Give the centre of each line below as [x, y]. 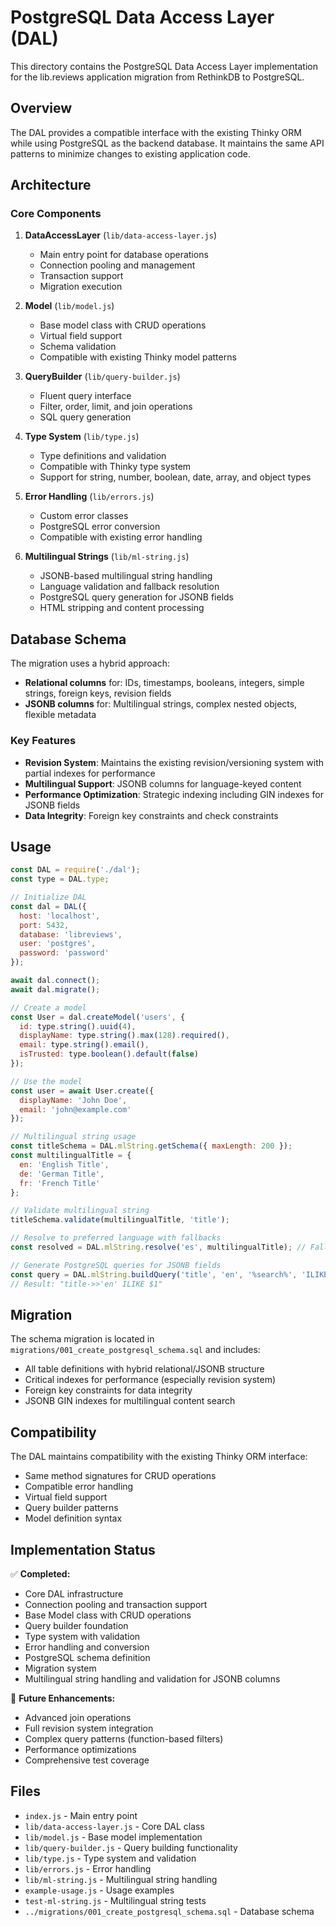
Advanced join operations [78, 1718]
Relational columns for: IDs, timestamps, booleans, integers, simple [164, 683]
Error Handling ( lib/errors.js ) [89, 497]
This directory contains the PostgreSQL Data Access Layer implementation [164, 66]
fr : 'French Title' [60, 1183]
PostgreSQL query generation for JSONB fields [136, 597]
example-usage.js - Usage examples [99, 1890]
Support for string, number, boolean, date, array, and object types [175, 477]
